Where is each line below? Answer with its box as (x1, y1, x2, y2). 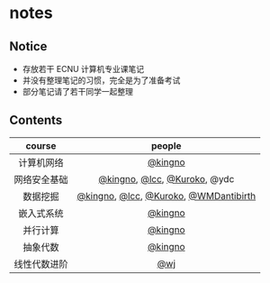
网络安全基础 (13, 173, 69, 186)
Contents (9, 113, 63, 128)
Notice (9, 39, 48, 54)
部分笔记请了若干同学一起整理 (22, 87, 133, 96)
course (25, 139, 57, 151)
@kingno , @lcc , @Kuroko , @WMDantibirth (76, 189, 256, 202)
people (151, 139, 182, 151)
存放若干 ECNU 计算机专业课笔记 (22, 64, 145, 74)
